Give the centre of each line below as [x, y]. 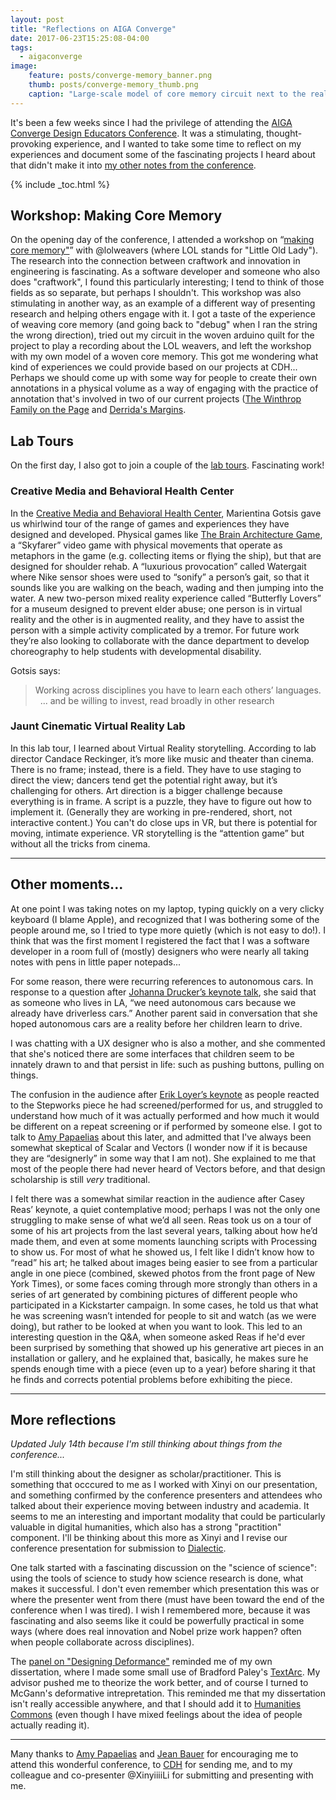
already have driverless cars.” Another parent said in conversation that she [164, 1013]
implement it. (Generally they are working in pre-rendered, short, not [151, 812]
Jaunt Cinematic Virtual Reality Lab [98, 726]
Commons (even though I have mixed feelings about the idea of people [156, 1715]
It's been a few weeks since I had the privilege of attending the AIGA [151, 122]
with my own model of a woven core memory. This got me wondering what [164, 357]
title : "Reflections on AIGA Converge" [93, 29]
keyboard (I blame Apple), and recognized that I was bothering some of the [165, 919]
